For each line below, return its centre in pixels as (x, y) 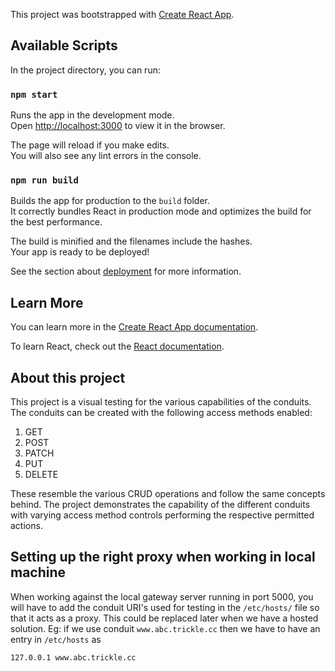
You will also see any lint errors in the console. (106, 156)
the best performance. (56, 222)
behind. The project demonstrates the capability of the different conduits (160, 505)
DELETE (41, 475)
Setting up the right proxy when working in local (163, 557)
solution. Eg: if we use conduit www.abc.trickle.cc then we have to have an (165, 628)
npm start (34, 94)
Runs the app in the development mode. (92, 115)
